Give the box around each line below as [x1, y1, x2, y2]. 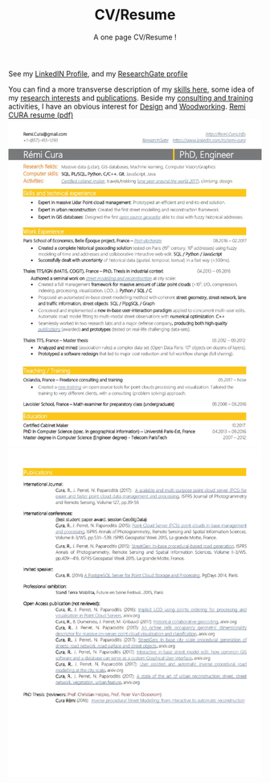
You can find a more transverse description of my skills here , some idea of [8, 84, 255, 94]
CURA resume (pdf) [8, 110, 74, 120]
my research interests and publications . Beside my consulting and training [8, 92, 253, 102]
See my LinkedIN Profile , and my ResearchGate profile [8, 68, 188, 78]
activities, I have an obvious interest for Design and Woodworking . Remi [8, 101, 247, 111]
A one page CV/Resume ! [93, 32, 177, 42]
